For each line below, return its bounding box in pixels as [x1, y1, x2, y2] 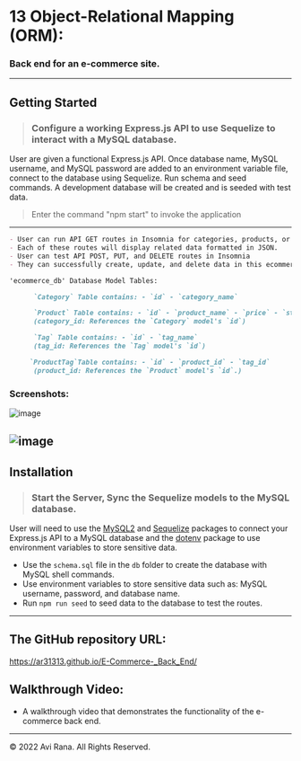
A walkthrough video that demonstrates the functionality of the [21, 705, 254, 716]
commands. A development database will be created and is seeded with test [9, 182, 291, 193]
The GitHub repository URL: [9, 632, 167, 648]
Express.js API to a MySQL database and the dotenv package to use [9, 533, 261, 544]
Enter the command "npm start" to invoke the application [30, 209, 242, 220]
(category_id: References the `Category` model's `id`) [32, 317, 246, 326]
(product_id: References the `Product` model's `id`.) [32, 366, 243, 375]
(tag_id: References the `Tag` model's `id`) [32, 341, 206, 351]
